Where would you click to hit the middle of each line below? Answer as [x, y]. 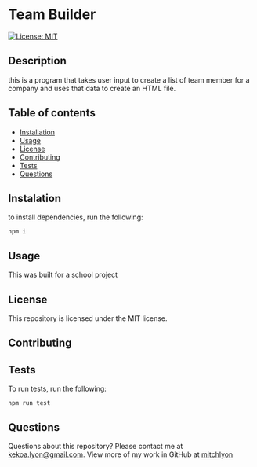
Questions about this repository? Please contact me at [96, 447]
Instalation [34, 198]
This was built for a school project [63, 275]
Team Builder [52, 15]
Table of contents [52, 113]
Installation [37, 132]
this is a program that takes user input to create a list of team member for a [129, 79]
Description [37, 61]
